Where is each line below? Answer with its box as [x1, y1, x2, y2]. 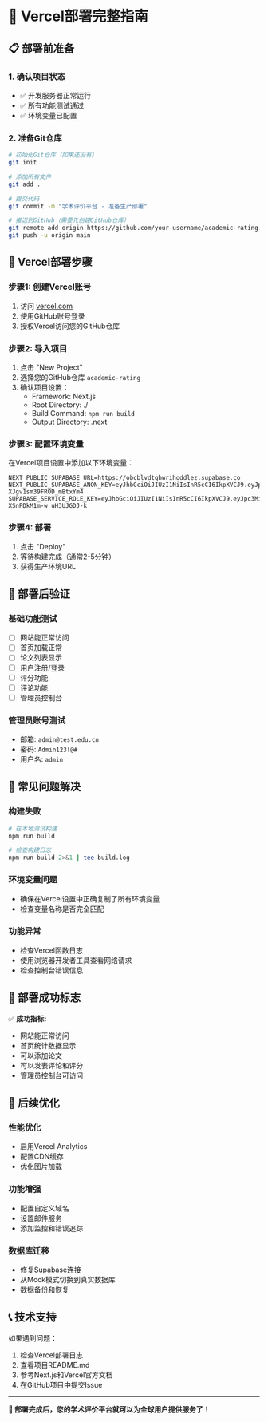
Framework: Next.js [31, 392, 97, 402]
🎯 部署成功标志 [8, 991, 81, 1004]
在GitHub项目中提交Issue [19, 1380, 103, 1389]
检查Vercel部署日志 [19, 1350, 84, 1360]
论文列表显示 [19, 652, 62, 663]
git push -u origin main [8, 232, 91, 240]
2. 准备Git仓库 [8, 133, 62, 144]
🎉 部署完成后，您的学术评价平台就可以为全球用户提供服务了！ [8, 1404, 211, 1414]
